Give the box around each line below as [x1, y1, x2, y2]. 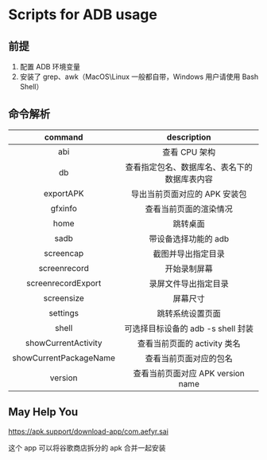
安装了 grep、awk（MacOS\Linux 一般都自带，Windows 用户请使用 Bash [19, 72, 259, 81]
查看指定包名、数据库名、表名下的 [125, 161, 253, 172]
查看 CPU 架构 [162, 146, 216, 157]
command [44, 132, 83, 143]
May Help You [8, 405, 79, 419]
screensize [43, 293, 85, 304]
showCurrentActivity [25, 337, 103, 348]
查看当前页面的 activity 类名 [137, 337, 241, 348]
